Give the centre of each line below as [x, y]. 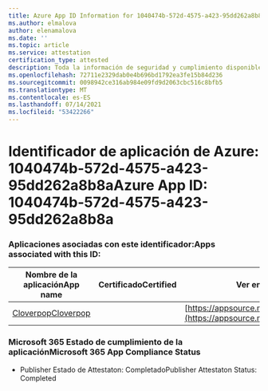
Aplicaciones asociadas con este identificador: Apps [112, 244]
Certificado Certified [138, 285]
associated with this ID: [55, 255]
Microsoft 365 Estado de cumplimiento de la [96, 342]
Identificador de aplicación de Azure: [134, 152]
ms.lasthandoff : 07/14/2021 [55, 105]
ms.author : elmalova [43, 23]
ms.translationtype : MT [48, 90]
